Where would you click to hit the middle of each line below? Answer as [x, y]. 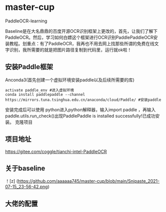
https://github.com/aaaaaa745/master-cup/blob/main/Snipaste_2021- [89, 181]
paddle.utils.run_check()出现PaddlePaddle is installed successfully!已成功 [80, 116]
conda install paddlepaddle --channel [45, 94]
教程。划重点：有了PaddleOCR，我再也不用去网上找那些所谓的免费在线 [82, 43]
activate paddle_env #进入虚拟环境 [40, 90]
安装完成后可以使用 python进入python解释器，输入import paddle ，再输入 [81, 109]
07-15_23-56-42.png [27, 187]
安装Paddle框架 [29, 67]
